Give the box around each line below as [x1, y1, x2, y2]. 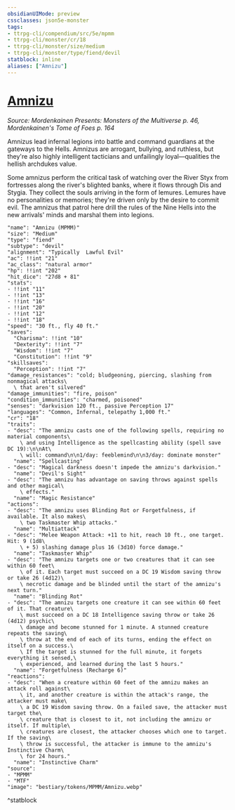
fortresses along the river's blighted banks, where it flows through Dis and [7, 181, 222, 189]
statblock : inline [7, 56, 61, 63]
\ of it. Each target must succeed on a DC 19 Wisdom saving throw [20, 568, 221, 575]
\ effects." [20, 488, 55, 495]
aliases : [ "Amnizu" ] [7, 63, 68, 70]
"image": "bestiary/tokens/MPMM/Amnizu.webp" [7, 783, 142, 790]
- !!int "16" [7, 298, 46, 305]
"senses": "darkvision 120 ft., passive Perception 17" [7, 402, 174, 410]
